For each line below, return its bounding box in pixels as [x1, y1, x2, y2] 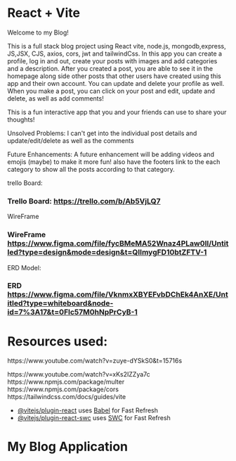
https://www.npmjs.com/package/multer [7, 378, 125, 386]
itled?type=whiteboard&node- [7, 298, 114, 308]
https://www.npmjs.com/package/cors [7, 385, 119, 393]
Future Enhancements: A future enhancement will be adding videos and [7, 150, 214, 158]
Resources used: [7, 333, 107, 349]
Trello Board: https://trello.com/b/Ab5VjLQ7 [7, 196, 161, 206]
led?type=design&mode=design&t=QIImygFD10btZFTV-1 [7, 248, 207, 258]
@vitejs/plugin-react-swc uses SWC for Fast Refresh [17, 414, 171, 422]
